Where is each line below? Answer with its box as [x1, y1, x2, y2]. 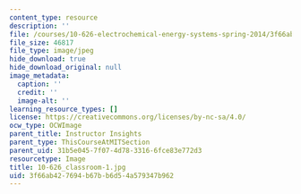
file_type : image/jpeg [9, 46, 94, 55]
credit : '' [17, 88, 58, 97]
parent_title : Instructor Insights [9, 130, 142, 139]
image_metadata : [9, 72, 70, 80]
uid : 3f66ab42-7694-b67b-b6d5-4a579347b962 [9, 171, 175, 180]
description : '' [9, 21, 70, 30]
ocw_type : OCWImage [9, 122, 82, 131]
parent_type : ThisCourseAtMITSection [9, 138, 150, 147]
